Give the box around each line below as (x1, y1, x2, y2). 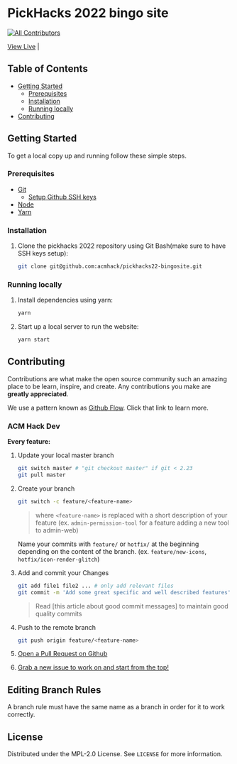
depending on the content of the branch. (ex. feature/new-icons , (17, 547, 207, 555)
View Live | (7, 42, 40, 50)
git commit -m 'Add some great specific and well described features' (17, 589, 231, 596)
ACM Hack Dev (7, 421, 60, 431)
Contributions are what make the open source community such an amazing (7, 374, 227, 383)
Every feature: (7, 437, 51, 446)
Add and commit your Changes (17, 568, 109, 577)
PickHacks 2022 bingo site (7, 5, 169, 21)
